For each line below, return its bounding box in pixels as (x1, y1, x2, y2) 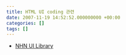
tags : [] (6, 25, 28, 32)
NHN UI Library (15, 42, 53, 50)
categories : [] (6, 20, 45, 26)
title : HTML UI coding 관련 (6, 8, 75, 15)
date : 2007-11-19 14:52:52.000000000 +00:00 (6, 15, 121, 21)
